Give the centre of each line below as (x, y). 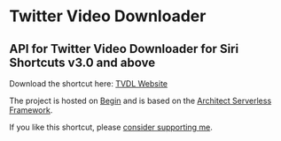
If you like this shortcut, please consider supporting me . (111, 127)
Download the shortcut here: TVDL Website (89, 84)
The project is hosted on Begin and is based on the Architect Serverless (140, 100)
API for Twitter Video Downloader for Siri (124, 49)
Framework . (31, 110)
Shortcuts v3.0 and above (82, 62)
